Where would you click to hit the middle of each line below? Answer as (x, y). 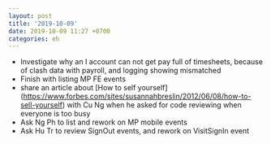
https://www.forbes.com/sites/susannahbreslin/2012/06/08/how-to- (137, 96)
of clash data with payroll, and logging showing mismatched (120, 71)
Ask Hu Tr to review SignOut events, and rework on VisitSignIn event (135, 131)
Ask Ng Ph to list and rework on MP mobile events (104, 122)
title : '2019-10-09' (43, 24)
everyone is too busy (55, 114)
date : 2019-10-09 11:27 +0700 (60, 31)
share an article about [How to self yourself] (94, 88)
